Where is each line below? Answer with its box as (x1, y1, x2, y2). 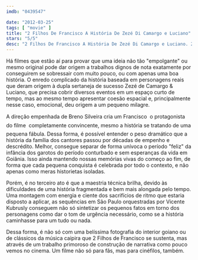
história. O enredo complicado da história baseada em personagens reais (6, 76, 184, 83)
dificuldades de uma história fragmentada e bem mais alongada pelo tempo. (6, 186, 192, 192)
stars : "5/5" (6, 36, 38, 42)
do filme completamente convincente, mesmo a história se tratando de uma (6, 122, 192, 129)
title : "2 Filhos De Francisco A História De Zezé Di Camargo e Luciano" (6, 30, 192, 36)
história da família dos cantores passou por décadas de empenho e (6, 137, 170, 143)
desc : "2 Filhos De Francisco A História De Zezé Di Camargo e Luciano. (6, 41, 189, 47)
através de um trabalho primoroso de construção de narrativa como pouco (6, 241, 187, 248)
